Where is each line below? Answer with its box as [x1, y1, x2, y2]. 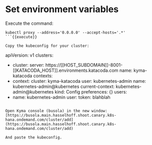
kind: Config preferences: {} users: [55, 88, 128, 94]
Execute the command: [5, 20, 54, 26]
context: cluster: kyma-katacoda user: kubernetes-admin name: [12, 78, 146, 84]
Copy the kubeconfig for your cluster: [5, 43, 90, 49]
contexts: [33, 72, 53, 79]
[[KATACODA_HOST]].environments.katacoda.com [12, 67, 119, 73]
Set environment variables [5, 4, 119, 15]
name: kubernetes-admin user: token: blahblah [12, 94, 110, 100]
